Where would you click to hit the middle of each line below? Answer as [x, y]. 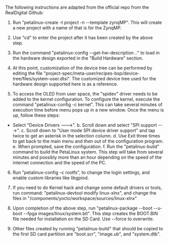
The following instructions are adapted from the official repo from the [77, 7]
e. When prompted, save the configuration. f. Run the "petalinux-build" [86, 147]
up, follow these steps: [36, 115]
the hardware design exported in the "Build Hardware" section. [78, 58]
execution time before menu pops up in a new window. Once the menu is [88, 110]
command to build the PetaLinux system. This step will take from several [88, 152]
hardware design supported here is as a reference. [65, 84]
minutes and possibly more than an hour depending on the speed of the [87, 157]
